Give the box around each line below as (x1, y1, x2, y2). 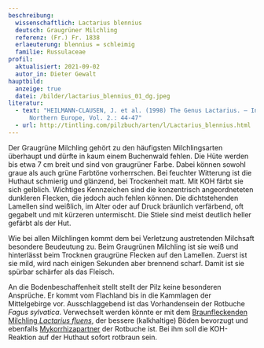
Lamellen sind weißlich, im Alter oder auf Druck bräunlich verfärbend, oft (8, 202, 244, 211)
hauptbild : (8, 77, 44, 85)
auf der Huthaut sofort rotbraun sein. (38, 332, 158, 342)
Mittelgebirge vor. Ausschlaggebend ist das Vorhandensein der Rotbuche (8, 298, 245, 308)
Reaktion (8, 332, 37, 342)
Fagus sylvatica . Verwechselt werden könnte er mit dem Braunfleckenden (8, 307, 247, 317)
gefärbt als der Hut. (8, 218, 71, 228)
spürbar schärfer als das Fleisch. (8, 267, 115, 276)
